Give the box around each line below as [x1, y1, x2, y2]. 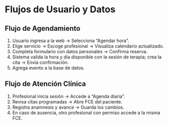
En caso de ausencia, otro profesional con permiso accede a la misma [12, 109, 160, 116]
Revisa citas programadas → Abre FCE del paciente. [12, 98, 122, 105]
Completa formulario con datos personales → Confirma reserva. [12, 49, 148, 54]
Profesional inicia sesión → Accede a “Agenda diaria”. [12, 93, 125, 99]
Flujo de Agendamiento [5, 24, 80, 33]
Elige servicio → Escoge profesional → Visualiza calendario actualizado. [12, 43, 164, 49]
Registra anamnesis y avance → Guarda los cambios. [12, 104, 124, 110]
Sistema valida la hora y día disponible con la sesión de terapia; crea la [12, 54, 162, 60]
